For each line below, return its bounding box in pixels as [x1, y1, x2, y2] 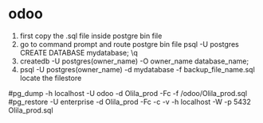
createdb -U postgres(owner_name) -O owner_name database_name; [19, 56, 249, 66]
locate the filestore [19, 73, 82, 83]
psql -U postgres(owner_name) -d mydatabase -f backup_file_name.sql [19, 64, 255, 74]
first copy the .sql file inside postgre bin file [19, 31, 163, 40]
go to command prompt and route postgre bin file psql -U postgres [19, 39, 239, 48]
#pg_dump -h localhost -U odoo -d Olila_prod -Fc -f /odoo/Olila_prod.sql [8, 88, 248, 98]
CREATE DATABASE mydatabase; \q [19, 48, 138, 57]
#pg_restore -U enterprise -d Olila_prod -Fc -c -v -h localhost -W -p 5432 [8, 97, 251, 106]
